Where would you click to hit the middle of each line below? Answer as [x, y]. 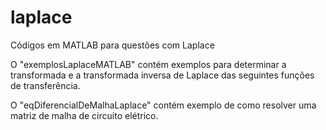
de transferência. [45, 85]
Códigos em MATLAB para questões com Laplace [112, 45]
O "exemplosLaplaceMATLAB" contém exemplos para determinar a [148, 64]
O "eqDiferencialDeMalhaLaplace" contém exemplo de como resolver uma [163, 105]
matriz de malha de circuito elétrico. [84, 115]
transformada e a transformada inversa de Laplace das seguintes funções [162, 75]
